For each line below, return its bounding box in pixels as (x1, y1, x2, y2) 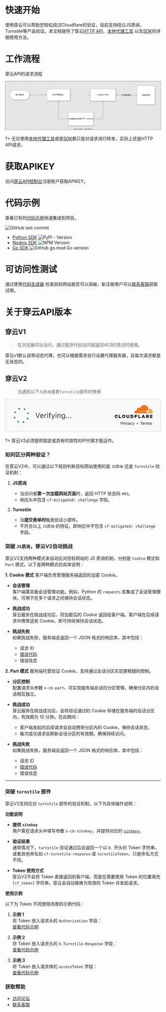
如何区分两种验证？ (5, 451, 51, 458)
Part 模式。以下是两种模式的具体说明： (5, 561, 85, 567)
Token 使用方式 (12, 867, 44, 873)
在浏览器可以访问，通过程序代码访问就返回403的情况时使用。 (17, 341, 143, 347)
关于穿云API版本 (5, 307, 72, 318)
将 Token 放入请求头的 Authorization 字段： (12, 917, 102, 923)
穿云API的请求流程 (5, 70, 43, 77)
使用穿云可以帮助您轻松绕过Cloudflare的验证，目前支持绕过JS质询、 (5, 22, 144, 28)
